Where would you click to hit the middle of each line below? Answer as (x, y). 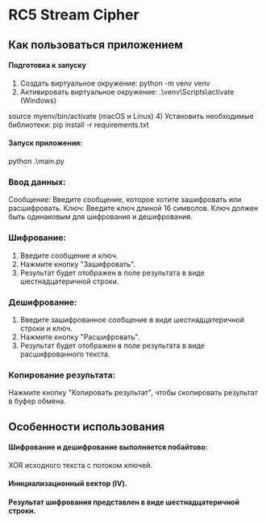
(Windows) (38, 100)
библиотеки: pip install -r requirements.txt (79, 124)
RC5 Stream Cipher (74, 15)
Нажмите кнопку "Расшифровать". (80, 336)
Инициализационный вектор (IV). (68, 483)
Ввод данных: (37, 182)
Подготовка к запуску (48, 65)
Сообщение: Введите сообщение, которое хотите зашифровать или (125, 200)
